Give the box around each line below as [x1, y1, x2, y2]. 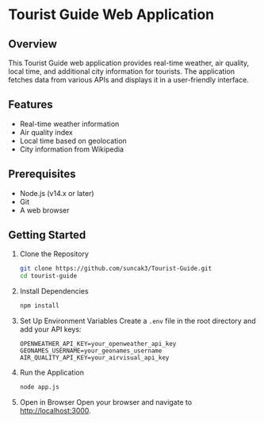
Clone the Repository [19, 249, 90, 259]
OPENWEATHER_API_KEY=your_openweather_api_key [19, 340, 177, 348]
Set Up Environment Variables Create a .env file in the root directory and [19, 316, 256, 326]
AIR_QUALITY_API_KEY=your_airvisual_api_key [19, 354, 170, 362]
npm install [19, 302, 59, 310]
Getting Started [8, 229, 86, 242]
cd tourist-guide [19, 272, 78, 280]
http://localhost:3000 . [19, 406, 91, 415]
